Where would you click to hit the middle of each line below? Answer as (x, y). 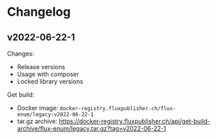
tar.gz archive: (37, 121)
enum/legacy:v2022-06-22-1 (55, 114)
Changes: (20, 53)
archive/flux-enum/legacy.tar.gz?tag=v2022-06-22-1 (91, 128)
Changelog (39, 12)
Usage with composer (48, 74)
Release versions (41, 67)
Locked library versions (50, 81)
